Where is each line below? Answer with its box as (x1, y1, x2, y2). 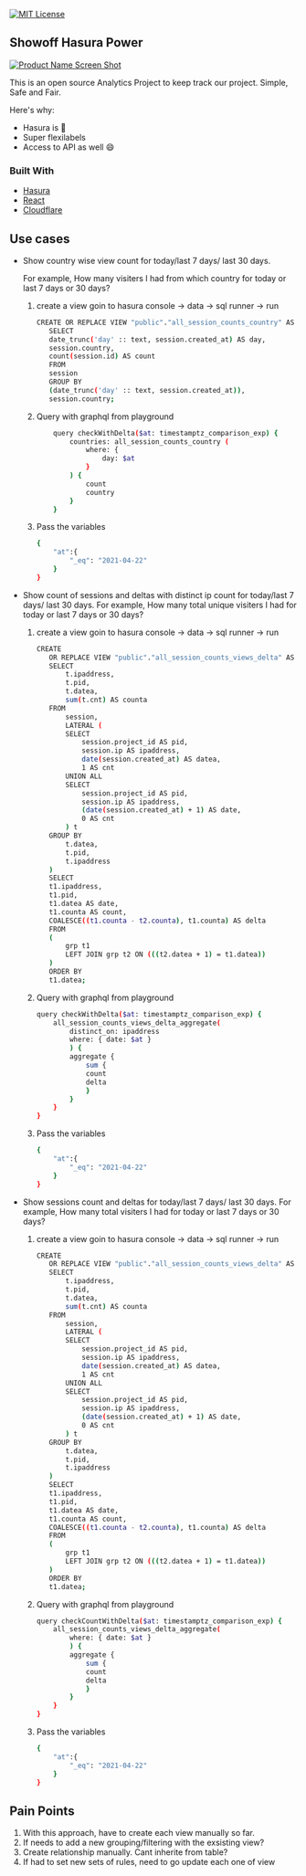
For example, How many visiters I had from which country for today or (22, 272, 287, 283)
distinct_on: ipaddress (69, 1027, 160, 1036)
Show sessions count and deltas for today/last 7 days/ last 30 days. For (22, 1196, 292, 1207)
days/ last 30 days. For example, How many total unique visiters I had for (22, 599, 297, 610)
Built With (9, 164, 55, 177)
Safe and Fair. (9, 87, 61, 98)
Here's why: (9, 104, 55, 115)
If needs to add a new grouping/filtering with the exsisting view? (22, 1837, 265, 1849)
